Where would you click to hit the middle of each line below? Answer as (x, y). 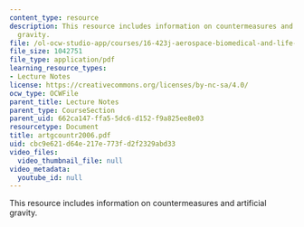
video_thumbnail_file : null (71, 161)
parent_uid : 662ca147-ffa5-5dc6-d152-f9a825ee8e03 (107, 118)
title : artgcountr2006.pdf (60, 136)
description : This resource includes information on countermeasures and (152, 26)
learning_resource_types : (58, 69)
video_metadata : (40, 169)
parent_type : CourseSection (62, 110)
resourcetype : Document (54, 128)
